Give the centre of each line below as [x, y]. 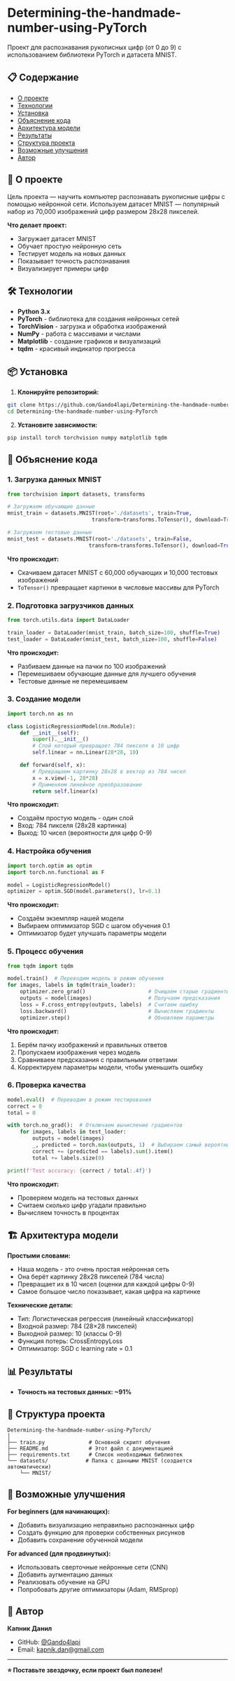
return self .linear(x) [65, 791]
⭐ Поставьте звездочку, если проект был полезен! [85, 1670]
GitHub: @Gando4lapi [49, 1642]
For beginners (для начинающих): [59, 1511]
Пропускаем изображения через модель [79, 1052]
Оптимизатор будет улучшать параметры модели [92, 933]
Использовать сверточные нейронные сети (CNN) [93, 1567]
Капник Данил [30, 1628]
